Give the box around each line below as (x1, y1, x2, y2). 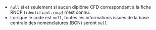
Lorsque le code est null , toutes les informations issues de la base (10, 15, 149, 20)
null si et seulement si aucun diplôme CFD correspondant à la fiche (10, 4, 151, 10)
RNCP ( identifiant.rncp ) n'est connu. (10, 9, 90, 15)
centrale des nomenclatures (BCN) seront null (10, 20, 107, 26)
